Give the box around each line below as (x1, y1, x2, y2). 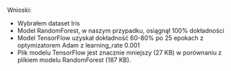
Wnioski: (7, 6, 32, 14)
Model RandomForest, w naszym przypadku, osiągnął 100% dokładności (17, 27, 225, 34)
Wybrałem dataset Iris (17, 19, 80, 27)
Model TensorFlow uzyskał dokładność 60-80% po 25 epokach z (17, 34, 204, 42)
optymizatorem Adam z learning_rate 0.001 (17, 41, 140, 49)
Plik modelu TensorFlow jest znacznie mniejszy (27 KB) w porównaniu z (17, 48, 222, 57)
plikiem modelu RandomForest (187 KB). (17, 56, 131, 64)
